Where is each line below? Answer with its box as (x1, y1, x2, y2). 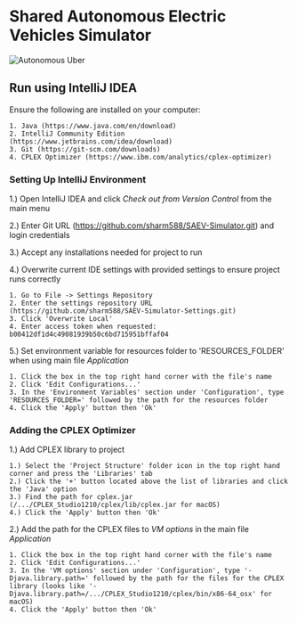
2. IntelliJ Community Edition (9, 129, 125, 138)
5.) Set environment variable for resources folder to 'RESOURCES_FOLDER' (9, 346, 285, 357)
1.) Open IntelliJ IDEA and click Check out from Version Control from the (9, 193, 273, 204)
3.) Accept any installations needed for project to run (9, 247, 203, 258)
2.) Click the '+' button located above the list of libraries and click (9, 477, 289, 487)
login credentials (9, 230, 70, 241)
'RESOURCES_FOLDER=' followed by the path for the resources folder (9, 396, 269, 405)
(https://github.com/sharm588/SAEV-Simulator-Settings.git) (9, 307, 237, 316)
